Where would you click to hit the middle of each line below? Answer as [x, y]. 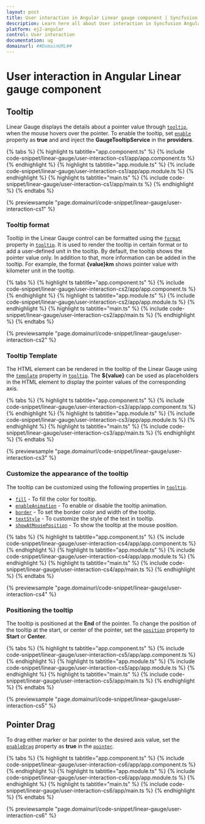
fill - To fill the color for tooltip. [56, 499]
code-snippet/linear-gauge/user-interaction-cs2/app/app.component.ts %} [101, 289]
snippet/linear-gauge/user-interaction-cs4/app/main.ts [75, 569]
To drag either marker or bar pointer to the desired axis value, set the [93, 740]
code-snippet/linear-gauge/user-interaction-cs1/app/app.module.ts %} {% [100, 171]
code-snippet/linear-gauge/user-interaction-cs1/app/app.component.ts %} [101, 158]
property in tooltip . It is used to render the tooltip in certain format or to [97, 245]
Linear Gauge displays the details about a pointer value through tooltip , [97, 127]
